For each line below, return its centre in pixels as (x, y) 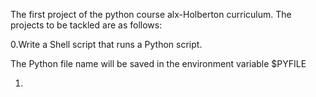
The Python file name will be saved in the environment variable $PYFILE (158, 63)
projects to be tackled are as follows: (86, 25)
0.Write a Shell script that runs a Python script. (106, 44)
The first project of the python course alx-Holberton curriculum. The (151, 14)
